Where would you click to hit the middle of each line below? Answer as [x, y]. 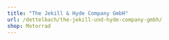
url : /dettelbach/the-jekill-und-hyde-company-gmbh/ [85, 20]
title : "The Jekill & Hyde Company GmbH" [68, 13]
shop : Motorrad [29, 26]
